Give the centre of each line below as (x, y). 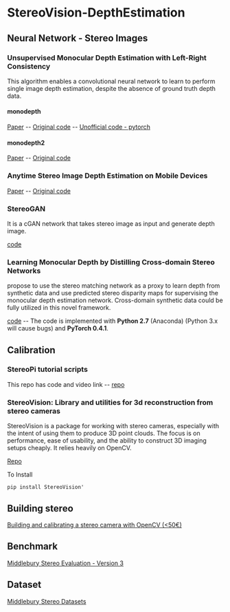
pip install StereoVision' (46, 487)
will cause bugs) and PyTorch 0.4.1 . (58, 328)
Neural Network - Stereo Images (78, 38)
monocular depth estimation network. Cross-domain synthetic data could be (115, 300)
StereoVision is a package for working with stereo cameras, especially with (113, 426)
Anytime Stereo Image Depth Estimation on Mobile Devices (107, 176)
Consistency (29, 66)
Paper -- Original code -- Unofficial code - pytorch (79, 127)
